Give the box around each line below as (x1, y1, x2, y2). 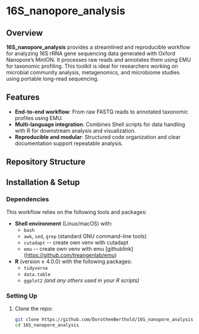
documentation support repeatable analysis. (14, 140, 124, 147)
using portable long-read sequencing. (6, 75, 99, 82)
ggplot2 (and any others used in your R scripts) (23, 276, 140, 283)
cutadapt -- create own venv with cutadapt (23, 239, 129, 246)
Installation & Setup (6, 177, 80, 187)
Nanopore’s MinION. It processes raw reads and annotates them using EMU (6, 56, 191, 63)
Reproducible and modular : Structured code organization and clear (14, 133, 181, 140)
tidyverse (23, 265, 49, 271)
